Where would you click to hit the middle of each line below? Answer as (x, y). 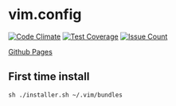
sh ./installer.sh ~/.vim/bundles (66, 95)
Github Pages (31, 51)
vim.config (45, 15)
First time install (49, 77)
